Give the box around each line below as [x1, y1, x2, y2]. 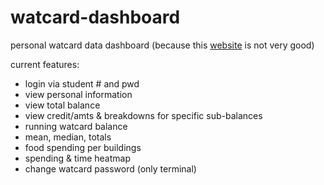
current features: [10, 58, 80, 70]
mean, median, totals [24, 131, 112, 143]
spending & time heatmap [24, 152, 131, 164]
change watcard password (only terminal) [24, 162, 197, 175]
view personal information [24, 88, 133, 100]
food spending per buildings [24, 141, 142, 153]
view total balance [24, 99, 101, 111]
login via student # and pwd [24, 77, 140, 90]
